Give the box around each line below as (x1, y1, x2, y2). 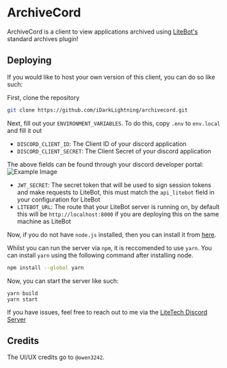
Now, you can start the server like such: (7, 276, 119, 285)
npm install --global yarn (7, 264, 84, 271)
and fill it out (7, 126, 42, 134)
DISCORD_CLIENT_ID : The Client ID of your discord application (16, 139, 187, 148)
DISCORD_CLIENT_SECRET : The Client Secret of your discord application (16, 147, 212, 155)
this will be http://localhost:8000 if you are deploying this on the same (16, 210, 219, 218)
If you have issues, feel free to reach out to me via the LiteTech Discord (7, 308, 208, 316)
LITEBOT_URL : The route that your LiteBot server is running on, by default (16, 202, 220, 210)
